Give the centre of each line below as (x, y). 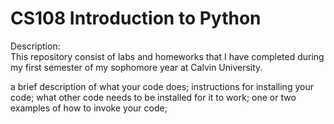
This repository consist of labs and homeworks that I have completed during (167, 56)
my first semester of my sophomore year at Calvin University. (136, 67)
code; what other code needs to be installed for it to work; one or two (153, 97)
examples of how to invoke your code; (89, 108)
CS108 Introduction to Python (136, 18)
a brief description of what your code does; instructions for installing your (162, 86)
